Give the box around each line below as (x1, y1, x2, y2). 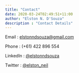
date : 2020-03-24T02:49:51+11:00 (5, 12, 73, 17)
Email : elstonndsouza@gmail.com (5, 34, 74, 40)
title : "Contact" (5, 7, 40, 12)
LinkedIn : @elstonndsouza (5, 53, 59, 59)
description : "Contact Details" (5, 20, 73, 26)
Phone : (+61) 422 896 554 (5, 43, 59, 49)
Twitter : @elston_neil (5, 62, 49, 68)
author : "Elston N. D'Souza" (5, 16, 64, 21)
